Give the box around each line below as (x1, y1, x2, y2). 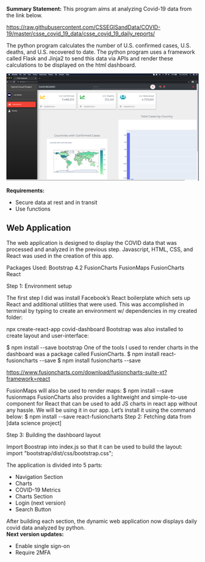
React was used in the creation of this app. (6, 252, 114, 259)
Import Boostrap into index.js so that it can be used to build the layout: (6, 443, 183, 450)
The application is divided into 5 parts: (6, 461, 103, 469)
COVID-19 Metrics (15, 486, 61, 494)
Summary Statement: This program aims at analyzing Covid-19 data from (6, 5, 192, 12)
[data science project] (6, 419, 62, 426)
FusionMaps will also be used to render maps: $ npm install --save (6, 387, 174, 394)
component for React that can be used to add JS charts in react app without (6, 400, 198, 407)
